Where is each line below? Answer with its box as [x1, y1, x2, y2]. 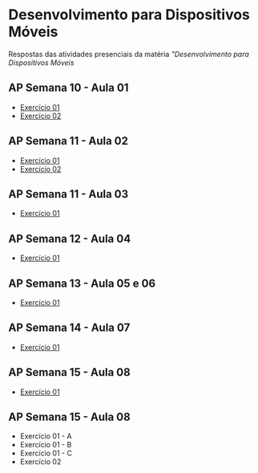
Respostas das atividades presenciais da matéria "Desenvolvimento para [8, 49, 250, 59]
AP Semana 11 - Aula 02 [8, 134, 128, 148]
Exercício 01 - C [19, 448, 72, 459]
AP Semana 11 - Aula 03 [8, 187, 129, 201]
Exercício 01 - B [19, 440, 72, 450]
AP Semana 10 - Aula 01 [8, 81, 129, 95]
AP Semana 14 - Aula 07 [8, 321, 131, 335]
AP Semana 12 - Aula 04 [8, 231, 131, 246]
